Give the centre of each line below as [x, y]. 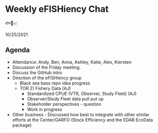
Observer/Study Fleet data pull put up [65, 99]
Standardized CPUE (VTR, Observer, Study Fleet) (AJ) [82, 93]
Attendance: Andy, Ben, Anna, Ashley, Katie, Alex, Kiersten [72, 62]
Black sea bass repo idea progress [55, 83]
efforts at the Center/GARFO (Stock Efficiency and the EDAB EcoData [82, 120]
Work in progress [45, 109]
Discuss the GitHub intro [37, 72]
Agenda [18, 50]
